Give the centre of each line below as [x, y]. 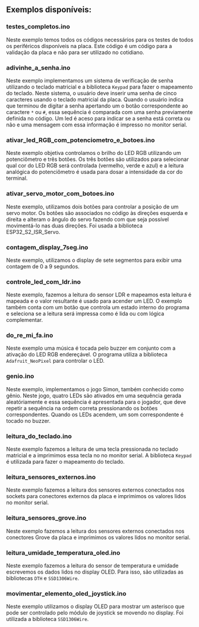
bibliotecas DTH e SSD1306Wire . [42, 578]
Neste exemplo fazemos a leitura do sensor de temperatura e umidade [92, 565]
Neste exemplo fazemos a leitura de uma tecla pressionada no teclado [92, 449]
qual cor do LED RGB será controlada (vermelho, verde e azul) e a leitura [95, 166]
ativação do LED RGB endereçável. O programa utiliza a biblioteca [87, 354]
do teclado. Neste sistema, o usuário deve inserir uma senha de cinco [91, 93]
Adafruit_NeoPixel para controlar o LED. [56, 361]
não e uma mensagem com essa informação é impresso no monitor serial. [97, 125]
